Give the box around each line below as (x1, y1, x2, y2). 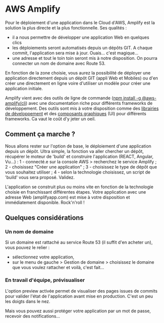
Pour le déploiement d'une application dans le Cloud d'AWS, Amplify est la (5, 20, 155, 25)
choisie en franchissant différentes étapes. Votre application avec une (5, 189, 146, 195)
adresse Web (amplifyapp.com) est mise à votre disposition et (5, 194, 130, 200)
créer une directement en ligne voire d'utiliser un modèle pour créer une (5, 80, 151, 86)
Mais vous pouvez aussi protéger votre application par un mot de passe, (5, 308, 151, 314)
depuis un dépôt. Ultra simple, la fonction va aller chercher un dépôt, (5, 148, 144, 154)
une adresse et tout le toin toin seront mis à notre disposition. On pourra (12, 55, 158, 61)
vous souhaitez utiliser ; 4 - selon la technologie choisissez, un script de (5, 169, 151, 175)
